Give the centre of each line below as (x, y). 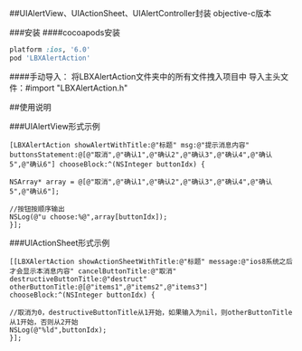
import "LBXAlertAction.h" (79, 88)
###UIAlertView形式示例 (55, 126)
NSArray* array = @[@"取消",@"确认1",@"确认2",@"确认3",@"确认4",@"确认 (141, 182)
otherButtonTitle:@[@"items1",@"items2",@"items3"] (109, 287)
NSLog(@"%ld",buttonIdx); (58, 330)
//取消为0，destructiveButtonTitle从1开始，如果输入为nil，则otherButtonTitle (151, 312)
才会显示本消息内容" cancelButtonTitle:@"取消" (93, 271)
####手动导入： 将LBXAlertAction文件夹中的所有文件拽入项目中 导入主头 (145, 76)
